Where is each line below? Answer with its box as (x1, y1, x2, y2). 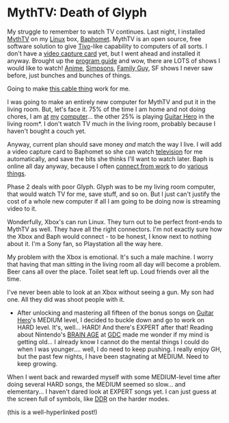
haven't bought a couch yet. (7, 127, 87, 135)
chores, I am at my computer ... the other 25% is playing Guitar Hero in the (7, 112, 215, 121)
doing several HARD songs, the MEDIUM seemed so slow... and (7, 380, 186, 388)
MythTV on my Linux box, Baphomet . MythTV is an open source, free (7, 34, 202, 43)
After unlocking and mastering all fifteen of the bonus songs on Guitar (16, 309, 214, 317)
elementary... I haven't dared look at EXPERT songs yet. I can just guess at (7, 387, 217, 396)
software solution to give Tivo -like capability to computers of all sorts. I (7, 42, 207, 50)
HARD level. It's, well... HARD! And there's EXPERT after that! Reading (16, 323, 213, 331)
